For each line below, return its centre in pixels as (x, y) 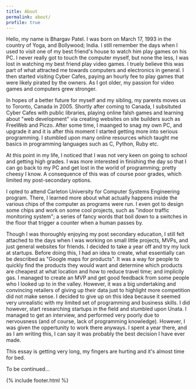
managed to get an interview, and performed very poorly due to (83, 315)
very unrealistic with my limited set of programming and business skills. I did (98, 303)
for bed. (16, 358)
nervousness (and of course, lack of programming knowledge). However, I (96, 322)
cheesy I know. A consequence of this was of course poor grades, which (94, 174)
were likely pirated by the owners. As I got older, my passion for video (90, 83)
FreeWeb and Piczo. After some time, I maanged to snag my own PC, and (94, 125)
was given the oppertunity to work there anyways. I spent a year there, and (97, 328)
